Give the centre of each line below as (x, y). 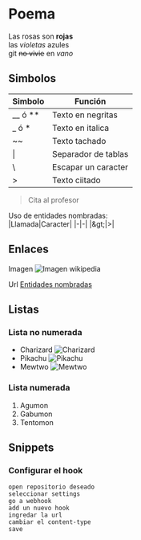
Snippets (31, 447)
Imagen (21, 268)
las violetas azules (39, 44)
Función (91, 101)
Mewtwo (34, 367)
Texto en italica (81, 128)
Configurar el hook (46, 470)
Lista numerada (39, 388)
